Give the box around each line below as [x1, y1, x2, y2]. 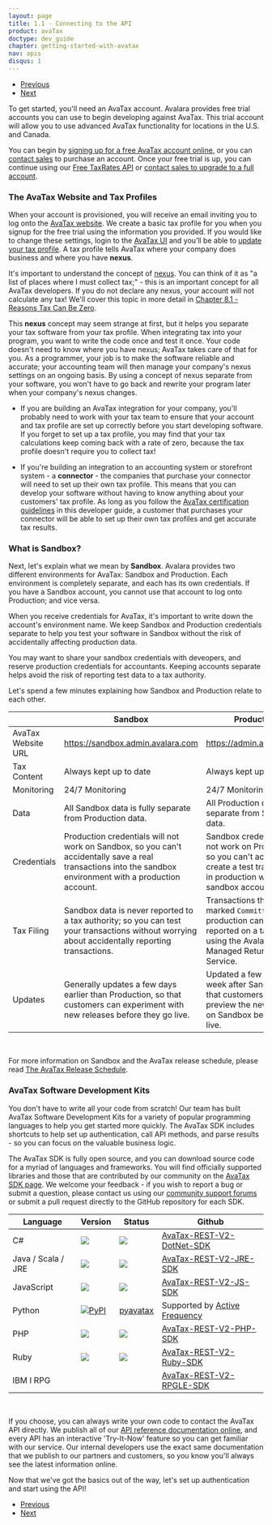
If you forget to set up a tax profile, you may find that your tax [19, 429, 226, 439]
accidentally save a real [63, 851, 154, 862]
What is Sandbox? [8, 543, 82, 554]
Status [123, 1216, 150, 1227]
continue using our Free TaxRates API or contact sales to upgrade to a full [8, 162, 254, 172]
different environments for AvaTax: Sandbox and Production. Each [8, 569, 228, 580]
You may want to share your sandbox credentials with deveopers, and [8, 653, 241, 663]
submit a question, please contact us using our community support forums [8, 1188, 257, 1197]
